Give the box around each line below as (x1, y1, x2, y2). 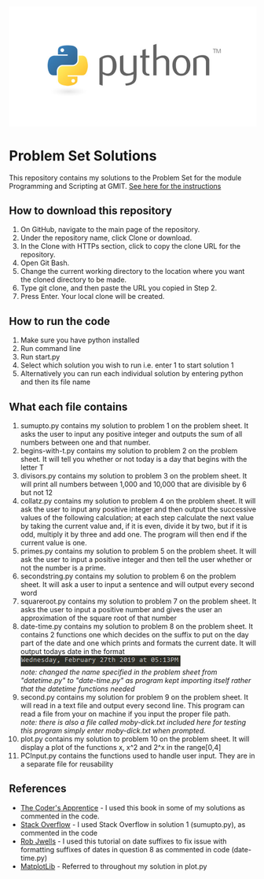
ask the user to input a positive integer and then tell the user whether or (20, 554, 252, 564)
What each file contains (9, 400, 128, 413)
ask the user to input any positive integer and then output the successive (20, 504, 257, 514)
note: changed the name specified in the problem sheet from (20, 667, 218, 677)
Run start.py (20, 353, 60, 362)
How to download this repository (9, 204, 172, 217)
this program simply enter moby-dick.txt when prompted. (20, 726, 207, 735)
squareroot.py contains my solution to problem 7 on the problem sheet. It (20, 596, 257, 606)
